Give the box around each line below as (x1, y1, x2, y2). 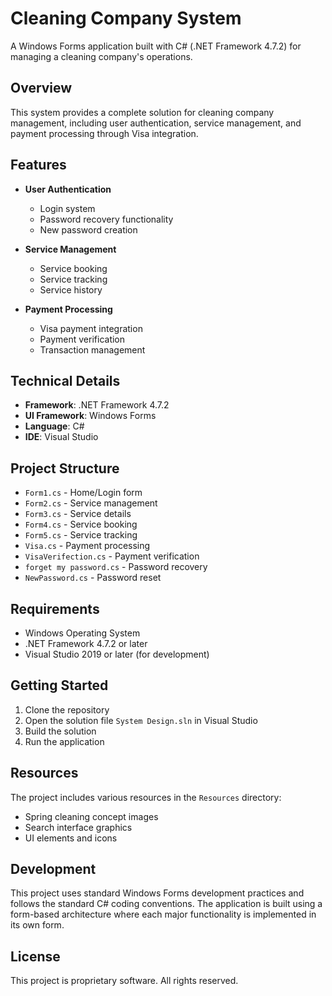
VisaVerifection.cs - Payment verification (24, 550, 200, 562)
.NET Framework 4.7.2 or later (24, 638, 148, 649)
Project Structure (10, 460, 120, 477)
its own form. (10, 919, 65, 931)
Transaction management (39, 343, 146, 356)
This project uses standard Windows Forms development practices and (10, 887, 305, 899)
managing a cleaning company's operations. (10, 50, 193, 62)
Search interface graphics (24, 821, 133, 833)
